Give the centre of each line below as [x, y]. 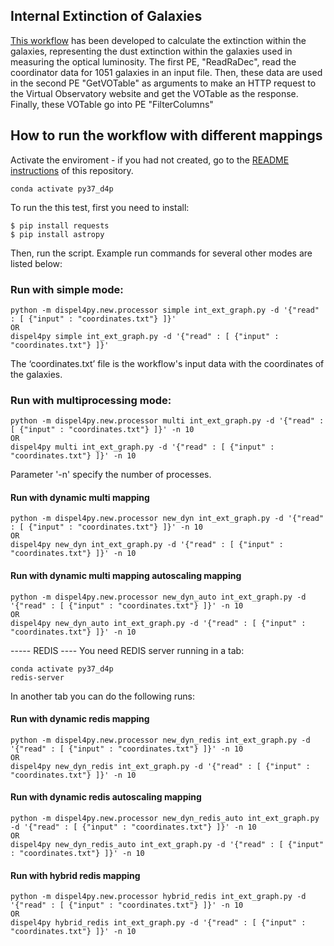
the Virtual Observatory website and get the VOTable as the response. [154, 93]
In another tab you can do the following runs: [102, 696]
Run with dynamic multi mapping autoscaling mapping [126, 576]
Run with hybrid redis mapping [75, 875]
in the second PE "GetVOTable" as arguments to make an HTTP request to [163, 83]
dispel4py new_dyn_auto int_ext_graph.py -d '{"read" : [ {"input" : [158, 623]
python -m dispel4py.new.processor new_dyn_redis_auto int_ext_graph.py [165, 819]
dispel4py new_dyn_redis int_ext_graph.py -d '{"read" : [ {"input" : [160, 766]
